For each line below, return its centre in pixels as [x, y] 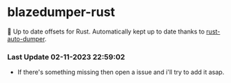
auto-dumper [26, 38]
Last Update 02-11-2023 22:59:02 [66, 56]
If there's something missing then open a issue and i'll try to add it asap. [121, 72]
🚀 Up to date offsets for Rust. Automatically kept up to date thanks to [106, 31]
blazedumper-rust [61, 12]
